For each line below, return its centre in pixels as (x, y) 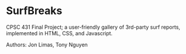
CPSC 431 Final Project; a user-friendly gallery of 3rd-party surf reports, (93, 27)
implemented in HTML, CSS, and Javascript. (59, 33)
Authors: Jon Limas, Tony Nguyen (47, 45)
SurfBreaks (34, 11)
